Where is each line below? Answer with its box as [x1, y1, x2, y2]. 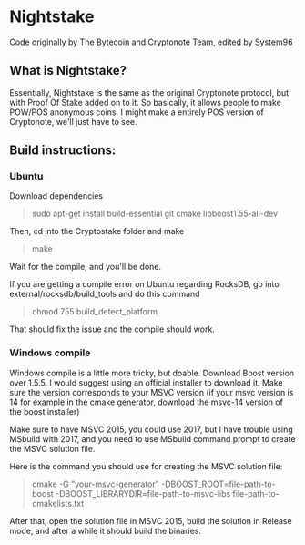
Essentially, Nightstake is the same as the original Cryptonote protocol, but [9, 87, 290, 98]
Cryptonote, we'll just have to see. [9, 116, 138, 127]
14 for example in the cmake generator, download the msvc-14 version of [9, 396, 284, 407]
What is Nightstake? [9, 63, 127, 78]
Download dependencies [9, 190, 103, 201]
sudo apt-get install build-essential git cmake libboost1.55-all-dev [31, 208, 279, 220]
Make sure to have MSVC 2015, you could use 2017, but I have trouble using [9, 424, 293, 435]
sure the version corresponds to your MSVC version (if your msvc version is [9, 386, 294, 397]
